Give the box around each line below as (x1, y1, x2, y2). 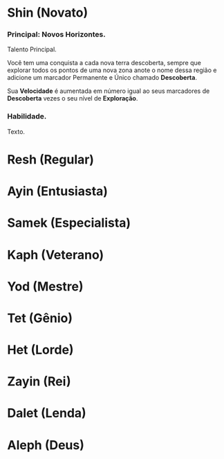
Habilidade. (7, 112, 47, 121)
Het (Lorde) (7, 342, 74, 358)
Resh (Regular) (7, 151, 95, 167)
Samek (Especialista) (7, 215, 131, 231)
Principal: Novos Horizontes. (7, 30, 106, 40)
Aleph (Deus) (7, 437, 85, 453)
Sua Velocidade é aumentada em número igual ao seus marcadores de (7, 87, 210, 95)
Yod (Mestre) (7, 279, 84, 294)
